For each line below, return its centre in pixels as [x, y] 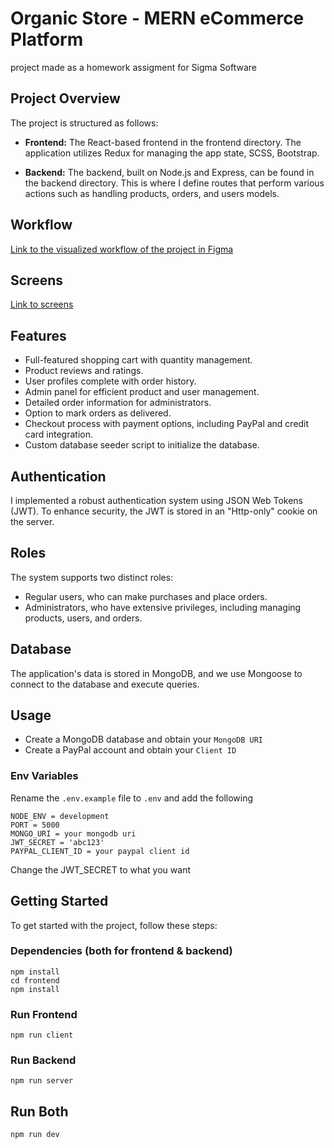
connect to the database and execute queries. [105, 684]
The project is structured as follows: [84, 123]
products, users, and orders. [83, 618]
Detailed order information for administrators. [118, 403]
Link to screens [42, 304]
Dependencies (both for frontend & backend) [121, 951]
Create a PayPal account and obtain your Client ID [130, 750]
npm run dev [35, 1135]
